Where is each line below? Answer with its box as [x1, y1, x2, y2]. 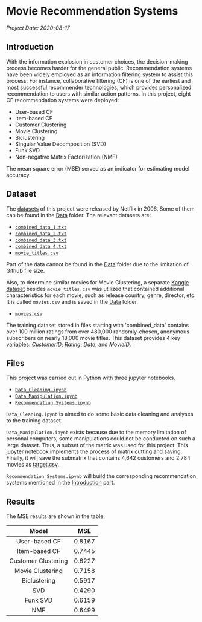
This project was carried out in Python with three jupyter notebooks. [6, 374, 176, 382]
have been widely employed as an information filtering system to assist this [6, 71, 193, 78]
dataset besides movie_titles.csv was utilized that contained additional [6, 285, 185, 292]
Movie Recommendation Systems [6, 4, 178, 18]
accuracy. [6, 171, 31, 178]
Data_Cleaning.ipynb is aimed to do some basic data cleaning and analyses [6, 410, 194, 418]
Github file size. [6, 267, 45, 274]
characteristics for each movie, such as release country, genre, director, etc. [6, 292, 196, 299]
